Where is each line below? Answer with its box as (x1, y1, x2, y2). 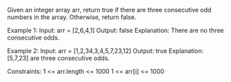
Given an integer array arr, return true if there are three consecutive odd (7, 6, 212, 14)
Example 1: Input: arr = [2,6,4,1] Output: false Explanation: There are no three (7, 27, 224, 34)
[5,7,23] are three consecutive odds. (7, 54, 110, 62)
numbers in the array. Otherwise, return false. (7, 13, 137, 21)
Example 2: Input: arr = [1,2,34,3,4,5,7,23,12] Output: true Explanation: (7, 47, 204, 55)
